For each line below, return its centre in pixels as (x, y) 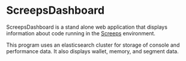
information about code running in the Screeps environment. (81, 33)
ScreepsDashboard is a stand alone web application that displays (87, 27)
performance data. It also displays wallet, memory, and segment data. (92, 51)
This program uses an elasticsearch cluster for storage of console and (93, 45)
